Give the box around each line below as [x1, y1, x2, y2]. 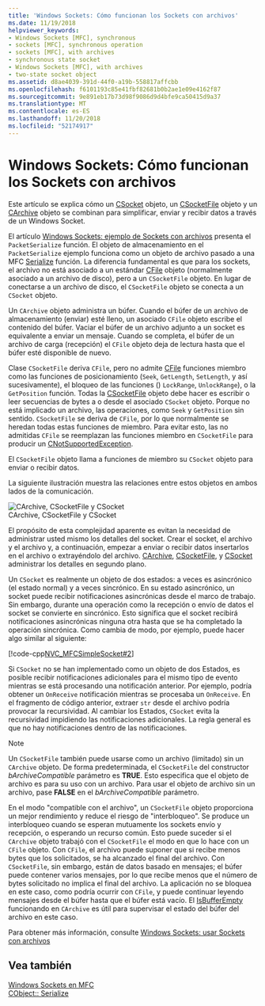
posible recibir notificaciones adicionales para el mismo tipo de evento [8, 673, 239, 682]
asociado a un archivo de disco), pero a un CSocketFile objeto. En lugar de [8, 273, 252, 283]
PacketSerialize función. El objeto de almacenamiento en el [8, 239, 204, 250]
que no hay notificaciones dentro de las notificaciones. [8, 722, 187, 733]
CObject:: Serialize [8, 988, 69, 998]
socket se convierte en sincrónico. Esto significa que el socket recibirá [8, 608, 239, 618]
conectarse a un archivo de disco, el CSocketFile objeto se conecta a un [8, 282, 244, 292]
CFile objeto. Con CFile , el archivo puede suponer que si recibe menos [8, 844, 241, 854]
